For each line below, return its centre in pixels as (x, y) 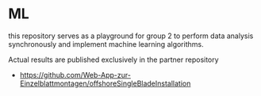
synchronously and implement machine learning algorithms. (106, 44)
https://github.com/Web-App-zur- (75, 75)
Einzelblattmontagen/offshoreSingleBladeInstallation (105, 83)
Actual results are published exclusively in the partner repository (114, 60)
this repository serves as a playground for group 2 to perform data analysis (131, 36)
